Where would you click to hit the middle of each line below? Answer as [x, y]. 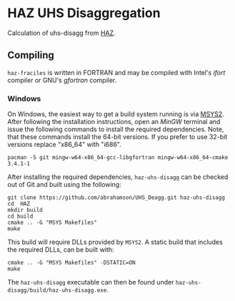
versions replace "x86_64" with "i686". [64, 145]
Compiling [31, 55]
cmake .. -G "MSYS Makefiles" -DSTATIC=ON [71, 263]
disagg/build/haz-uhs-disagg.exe [57, 290]
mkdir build [25, 210]
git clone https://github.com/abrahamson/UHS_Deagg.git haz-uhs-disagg [116, 198]
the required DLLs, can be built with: [61, 250]
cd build [20, 216]
